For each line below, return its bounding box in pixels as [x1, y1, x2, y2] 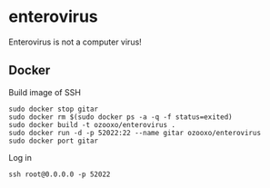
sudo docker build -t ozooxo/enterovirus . [8, 120, 176, 129]
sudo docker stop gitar [8, 104, 99, 114]
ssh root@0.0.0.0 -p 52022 [8, 170, 111, 179]
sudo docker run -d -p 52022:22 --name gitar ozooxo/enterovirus [8, 128, 261, 137]
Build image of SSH [8, 86, 81, 97]
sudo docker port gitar [8, 136, 99, 145]
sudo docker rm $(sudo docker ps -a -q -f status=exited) [8, 112, 233, 122]
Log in [8, 152, 33, 163]
